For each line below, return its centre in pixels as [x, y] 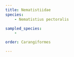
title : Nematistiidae [28, 10]
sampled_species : [24, 28]
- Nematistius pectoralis [42, 19]
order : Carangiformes [28, 42]
